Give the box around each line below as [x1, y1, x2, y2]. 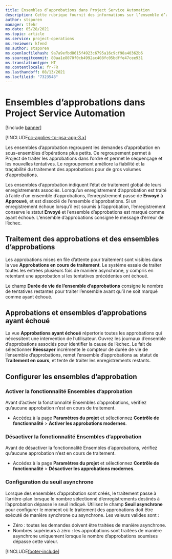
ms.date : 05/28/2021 [5, 27, 50, 32]
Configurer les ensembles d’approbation [5, 372, 137, 381]
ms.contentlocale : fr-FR [5, 65, 58, 70]
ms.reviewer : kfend [5, 41, 47, 46]
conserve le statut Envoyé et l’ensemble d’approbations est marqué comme [5, 209, 165, 215]
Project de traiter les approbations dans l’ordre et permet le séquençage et [5, 155, 163, 161]
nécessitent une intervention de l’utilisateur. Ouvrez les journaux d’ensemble [5, 336, 166, 342]
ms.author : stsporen [5, 46, 50, 51]
